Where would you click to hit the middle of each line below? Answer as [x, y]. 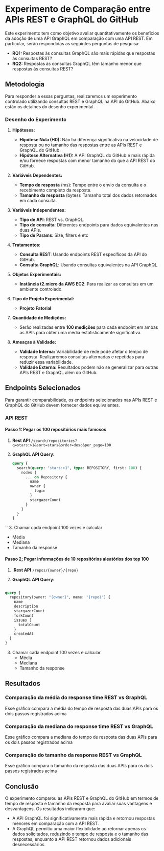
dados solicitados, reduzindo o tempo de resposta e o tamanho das [80, 834]
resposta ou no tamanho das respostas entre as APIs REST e [81, 145]
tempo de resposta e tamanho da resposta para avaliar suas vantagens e [79, 804]
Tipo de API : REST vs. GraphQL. [52, 220]
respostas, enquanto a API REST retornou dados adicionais [71, 839]
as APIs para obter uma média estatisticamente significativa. [81, 333]
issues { [23, 620]
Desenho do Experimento [36, 119]
